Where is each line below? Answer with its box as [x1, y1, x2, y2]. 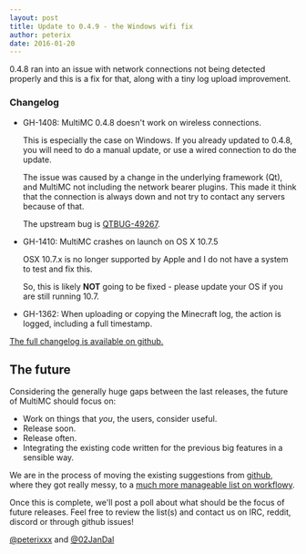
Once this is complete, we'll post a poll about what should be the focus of [9, 498, 285, 508]
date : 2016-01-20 [9, 38, 76, 48]
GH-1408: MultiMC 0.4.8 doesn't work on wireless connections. [22, 117, 262, 128]
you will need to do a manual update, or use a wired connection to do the [22, 144, 297, 155]
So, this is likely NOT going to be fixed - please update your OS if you [22, 281, 284, 292]
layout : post [9, 13, 59, 23]
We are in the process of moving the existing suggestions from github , [9, 470, 273, 481]
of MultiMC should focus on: [9, 395, 117, 406]
